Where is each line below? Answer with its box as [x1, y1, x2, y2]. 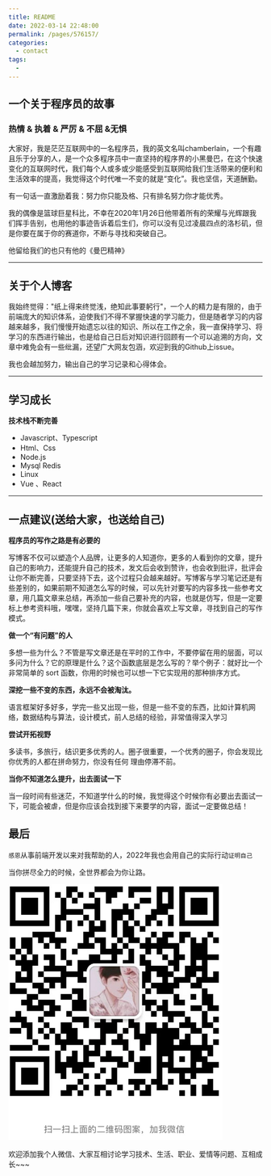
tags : [8, 56, 27, 64]
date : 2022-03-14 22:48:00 [8, 21, 99, 30]
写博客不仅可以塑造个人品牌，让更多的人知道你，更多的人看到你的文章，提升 [8, 553, 263, 562]
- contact [15, 47, 48, 56]
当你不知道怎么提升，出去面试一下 [8, 774, 122, 783]
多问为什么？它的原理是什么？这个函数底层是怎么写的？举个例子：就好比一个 [8, 658, 263, 667]
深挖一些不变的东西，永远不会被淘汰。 [8, 685, 135, 694]
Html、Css [19, 443, 56, 453]
